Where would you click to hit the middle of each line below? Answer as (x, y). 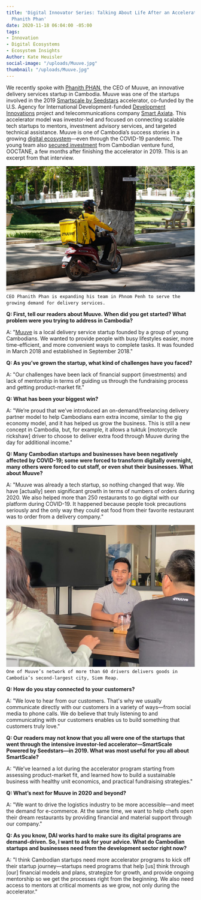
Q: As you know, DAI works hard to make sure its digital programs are (94, 835)
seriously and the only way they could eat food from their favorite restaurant (100, 511)
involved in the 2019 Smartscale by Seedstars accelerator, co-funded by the (100, 100)
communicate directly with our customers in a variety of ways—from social (99, 707)
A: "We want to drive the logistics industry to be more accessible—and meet (100, 805)
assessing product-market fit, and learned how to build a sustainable (91, 775)
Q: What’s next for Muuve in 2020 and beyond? (66, 793)
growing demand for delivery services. (56, 303)
